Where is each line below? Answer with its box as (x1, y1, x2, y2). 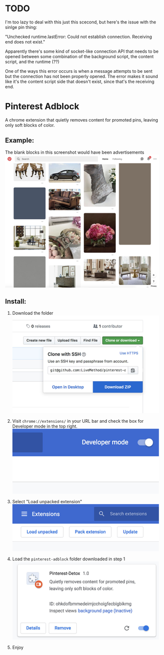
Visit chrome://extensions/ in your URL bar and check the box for (12, 418, 144, 424)
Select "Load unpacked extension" (12, 498, 82, 504)
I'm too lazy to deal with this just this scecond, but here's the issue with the (5, 19, 156, 25)
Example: (5, 136, 34, 144)
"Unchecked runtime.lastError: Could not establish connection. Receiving (5, 34, 152, 40)
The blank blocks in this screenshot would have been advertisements (5, 149, 144, 155)
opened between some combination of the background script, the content (5, 53, 154, 59)
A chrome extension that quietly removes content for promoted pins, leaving (5, 117, 159, 123)
